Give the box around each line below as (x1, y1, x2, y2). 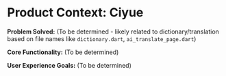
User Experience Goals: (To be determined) (7, 61, 132, 69)
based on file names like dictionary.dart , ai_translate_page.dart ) (7, 34, 197, 42)
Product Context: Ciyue (7, 5, 144, 21)
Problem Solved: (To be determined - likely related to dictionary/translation (7, 27, 219, 36)
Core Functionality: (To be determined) (7, 48, 119, 56)
